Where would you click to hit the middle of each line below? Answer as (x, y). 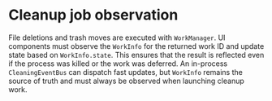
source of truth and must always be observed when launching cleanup (127, 81)
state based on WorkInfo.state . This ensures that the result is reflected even (136, 55)
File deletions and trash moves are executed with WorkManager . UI (117, 37)
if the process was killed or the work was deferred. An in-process (118, 64)
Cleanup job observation (93, 15)
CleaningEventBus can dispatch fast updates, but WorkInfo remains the (126, 72)
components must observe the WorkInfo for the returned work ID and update (136, 46)
